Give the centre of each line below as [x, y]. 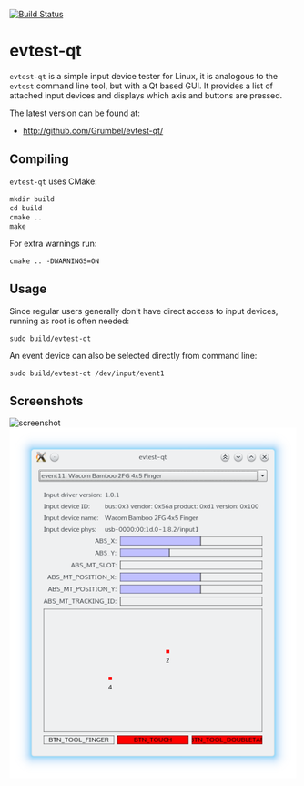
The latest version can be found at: [75, 113]
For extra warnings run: [53, 243]
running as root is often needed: [70, 321]
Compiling [40, 159]
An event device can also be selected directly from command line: [133, 355]
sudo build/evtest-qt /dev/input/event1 [87, 373]
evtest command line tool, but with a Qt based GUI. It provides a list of [142, 86]
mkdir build [32, 199]
